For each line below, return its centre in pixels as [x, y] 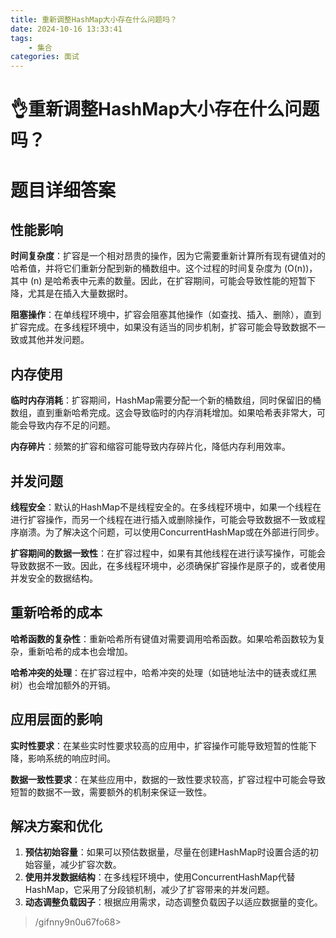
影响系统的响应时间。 [71, 758]
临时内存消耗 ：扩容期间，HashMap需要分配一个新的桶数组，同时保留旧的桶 [166, 400]
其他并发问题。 [58, 340]
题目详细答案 [63, 190]
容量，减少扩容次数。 [77, 865]
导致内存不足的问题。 [71, 425]
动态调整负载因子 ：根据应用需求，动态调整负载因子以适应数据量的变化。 [173, 902]
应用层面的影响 [56, 719]
